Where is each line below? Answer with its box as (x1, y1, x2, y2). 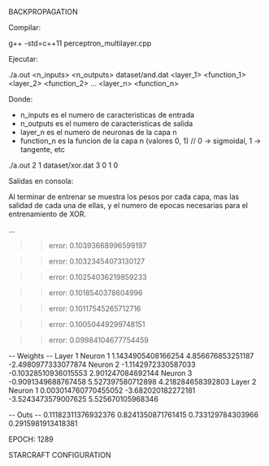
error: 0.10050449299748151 (48, 320, 145, 329)
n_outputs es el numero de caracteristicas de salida (20, 119, 193, 128)
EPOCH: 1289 (8, 434, 54, 444)
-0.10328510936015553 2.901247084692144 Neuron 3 (8, 368, 193, 377)
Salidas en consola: (8, 176, 74, 185)
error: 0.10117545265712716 (48, 304, 141, 313)
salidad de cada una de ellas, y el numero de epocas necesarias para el (8, 201, 248, 210)
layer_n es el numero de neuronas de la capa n (20, 128, 177, 137)
